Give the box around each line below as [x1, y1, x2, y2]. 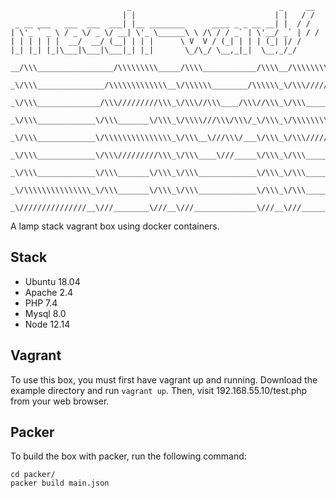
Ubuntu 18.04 [24, 275, 81, 287]
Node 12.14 [24, 318, 71, 330]
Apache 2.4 [24, 286, 74, 298]
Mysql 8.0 [24, 307, 67, 319]
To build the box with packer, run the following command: [10, 450, 247, 462]
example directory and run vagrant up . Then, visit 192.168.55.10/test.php [10, 384, 308, 396]
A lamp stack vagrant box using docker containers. [10, 220, 220, 232]
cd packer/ [10, 470, 56, 480]
